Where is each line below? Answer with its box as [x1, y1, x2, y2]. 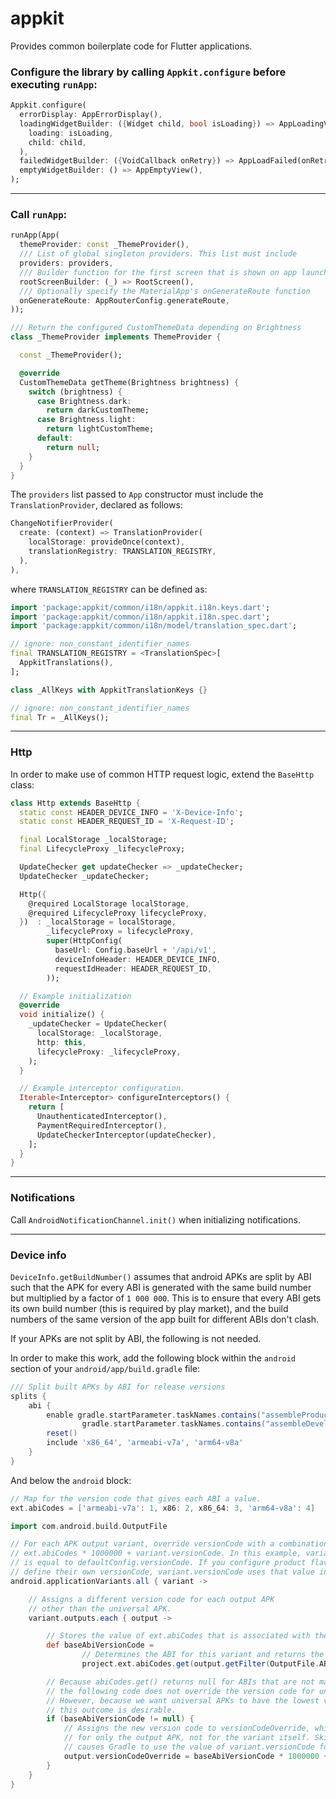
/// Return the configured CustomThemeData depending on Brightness [10, 323, 302, 333]
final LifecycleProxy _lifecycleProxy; [19, 844, 186, 854]
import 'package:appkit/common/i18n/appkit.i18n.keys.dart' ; [10, 602, 271, 612]
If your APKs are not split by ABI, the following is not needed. [10, 1332, 262, 1344]
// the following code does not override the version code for [46, 1686, 315, 1696]
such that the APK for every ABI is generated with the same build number [10, 1281, 312, 1293]
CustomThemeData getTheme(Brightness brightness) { [19, 377, 240, 387]
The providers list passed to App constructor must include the [10, 488, 264, 501]
